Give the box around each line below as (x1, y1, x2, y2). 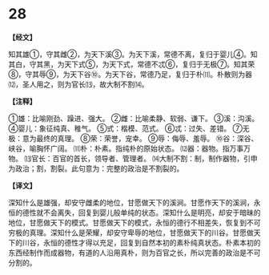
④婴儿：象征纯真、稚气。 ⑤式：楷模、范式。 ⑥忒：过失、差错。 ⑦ (8, 123, 243, 133)
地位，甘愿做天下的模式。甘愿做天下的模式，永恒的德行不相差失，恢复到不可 (8, 217, 261, 227)
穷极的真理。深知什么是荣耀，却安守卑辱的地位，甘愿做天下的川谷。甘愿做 (8, 228, 254, 237)
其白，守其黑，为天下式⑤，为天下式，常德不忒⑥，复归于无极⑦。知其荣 (8, 59, 255, 69)
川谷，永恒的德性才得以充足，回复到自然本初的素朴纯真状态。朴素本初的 (22, 237, 261, 247)
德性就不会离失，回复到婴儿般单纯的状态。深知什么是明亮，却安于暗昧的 (22, 208, 261, 217)
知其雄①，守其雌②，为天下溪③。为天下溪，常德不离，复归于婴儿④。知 (8, 49, 258, 59)
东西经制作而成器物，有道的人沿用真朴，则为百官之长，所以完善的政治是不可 (8, 248, 261, 257)
